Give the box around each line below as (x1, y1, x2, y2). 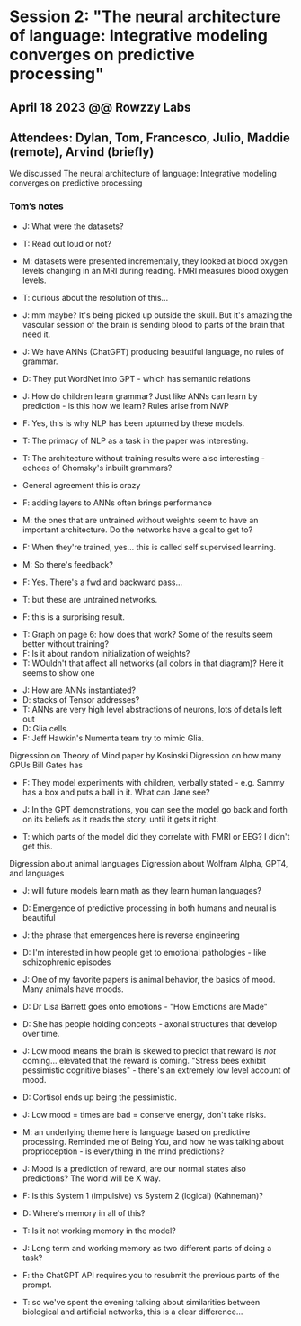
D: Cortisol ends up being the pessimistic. (22, 1092, 178, 1103)
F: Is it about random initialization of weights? (22, 648, 190, 658)
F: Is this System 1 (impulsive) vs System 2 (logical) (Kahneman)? (22, 1190, 263, 1201)
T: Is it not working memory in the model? (22, 1225, 177, 1236)
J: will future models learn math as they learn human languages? (22, 885, 262, 895)
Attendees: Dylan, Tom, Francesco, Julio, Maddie (9, 130, 290, 145)
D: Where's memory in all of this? (22, 1207, 146, 1218)
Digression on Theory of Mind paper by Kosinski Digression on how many (9, 749, 282, 760)
